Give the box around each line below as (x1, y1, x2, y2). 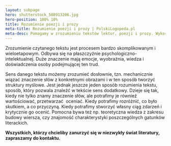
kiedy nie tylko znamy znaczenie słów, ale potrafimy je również (5, 93, 137, 99)
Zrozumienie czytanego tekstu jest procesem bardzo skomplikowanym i (5, 45, 156, 51)
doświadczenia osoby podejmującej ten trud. (5, 62, 99, 67)
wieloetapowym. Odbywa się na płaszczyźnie (5, 50, 101, 56)
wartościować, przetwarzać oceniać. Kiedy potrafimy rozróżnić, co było (5, 98, 157, 104)
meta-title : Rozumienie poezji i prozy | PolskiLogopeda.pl (5, 26, 136, 32)
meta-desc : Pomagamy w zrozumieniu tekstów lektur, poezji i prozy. (5, 31, 154, 36)
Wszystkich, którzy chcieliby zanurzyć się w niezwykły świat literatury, (5, 130, 160, 135)
